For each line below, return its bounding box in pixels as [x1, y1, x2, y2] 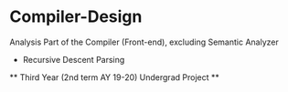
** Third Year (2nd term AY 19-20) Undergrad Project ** [9, 71, 219, 83]
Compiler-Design [9, 6, 143, 27]
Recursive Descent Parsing [22, 54, 125, 65]
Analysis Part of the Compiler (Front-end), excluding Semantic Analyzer [9, 36, 279, 47]
